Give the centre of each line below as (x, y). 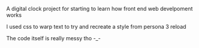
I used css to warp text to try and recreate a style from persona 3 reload (96, 27)
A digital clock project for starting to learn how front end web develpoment (99, 9)
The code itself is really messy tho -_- (54, 38)
